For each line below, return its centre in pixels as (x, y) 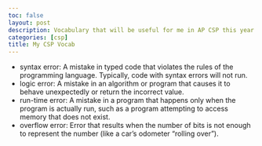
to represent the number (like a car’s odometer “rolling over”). (119, 133)
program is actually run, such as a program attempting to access (124, 109)
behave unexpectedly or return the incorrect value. (102, 92)
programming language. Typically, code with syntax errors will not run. (133, 75)
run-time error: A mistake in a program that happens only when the (127, 100)
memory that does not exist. (65, 117)
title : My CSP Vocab (42, 45)
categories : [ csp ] (38, 37)
